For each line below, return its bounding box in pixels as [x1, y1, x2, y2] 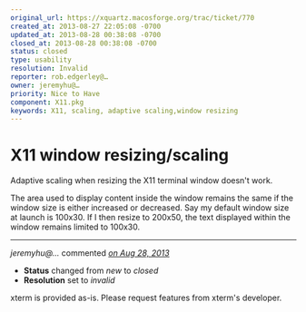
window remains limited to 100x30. [10, 221, 141, 232]
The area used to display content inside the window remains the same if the [10, 192, 294, 204]
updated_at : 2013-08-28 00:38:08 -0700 [10, 30, 162, 39]
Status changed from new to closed [23, 265, 159, 277]
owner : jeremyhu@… [10, 81, 80, 90]
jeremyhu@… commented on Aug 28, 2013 [10, 248, 171, 258]
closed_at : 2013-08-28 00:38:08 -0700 [10, 38, 157, 48]
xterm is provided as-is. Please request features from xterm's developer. [10, 292, 282, 304]
